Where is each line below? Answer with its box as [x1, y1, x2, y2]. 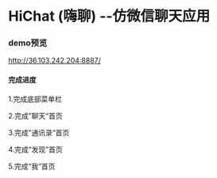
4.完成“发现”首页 [8, 144, 63, 154]
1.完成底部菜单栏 [8, 94, 62, 104]
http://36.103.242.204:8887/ [8, 56, 102, 66]
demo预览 [8, 37, 48, 48]
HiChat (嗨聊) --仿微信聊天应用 [8, 7, 211, 25]
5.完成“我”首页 [8, 161, 56, 171]
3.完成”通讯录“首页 [8, 127, 70, 137]
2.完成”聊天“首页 [8, 111, 63, 120]
